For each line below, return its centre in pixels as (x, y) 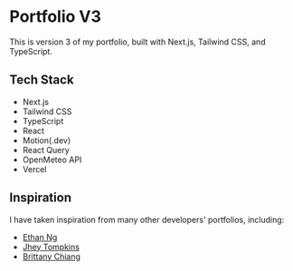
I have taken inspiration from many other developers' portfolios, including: (147, 219)
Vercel (34, 169)
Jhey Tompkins (51, 247)
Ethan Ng (40, 237)
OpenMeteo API (52, 160)
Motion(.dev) (47, 140)
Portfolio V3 (56, 17)
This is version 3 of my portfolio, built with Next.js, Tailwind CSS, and (137, 42)
